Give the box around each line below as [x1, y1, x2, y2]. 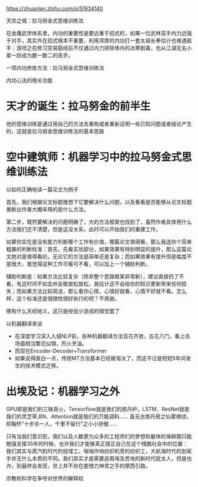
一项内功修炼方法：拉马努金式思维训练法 [6, 64, 104, 71]
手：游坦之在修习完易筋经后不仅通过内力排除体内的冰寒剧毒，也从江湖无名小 [6, 44, 192, 51]
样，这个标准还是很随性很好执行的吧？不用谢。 [6, 295, 120, 302]
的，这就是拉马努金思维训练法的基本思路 [6, 127, 104, 134]
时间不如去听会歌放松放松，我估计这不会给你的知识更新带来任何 [26, 280, 181, 287]
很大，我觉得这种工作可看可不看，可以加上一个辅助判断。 [11, 260, 151, 267]
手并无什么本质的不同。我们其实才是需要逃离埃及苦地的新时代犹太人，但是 [6, 455, 187, 462]
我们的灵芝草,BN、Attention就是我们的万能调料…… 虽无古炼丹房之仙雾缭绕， [6, 413, 192, 420]
